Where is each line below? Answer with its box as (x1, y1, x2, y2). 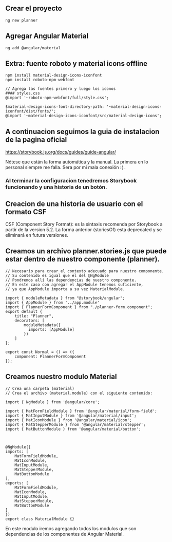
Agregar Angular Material (5, 32, 89, 41)
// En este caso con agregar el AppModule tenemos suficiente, (5, 282, 144, 287)
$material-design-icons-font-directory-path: (5, 104, 104, 109)
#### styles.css (5, 91, 40, 96)
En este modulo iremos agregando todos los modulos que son (5, 525, 137, 531)
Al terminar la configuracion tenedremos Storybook (5, 177, 137, 184)
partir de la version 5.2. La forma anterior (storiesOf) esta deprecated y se (5, 226, 162, 233)
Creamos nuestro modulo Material (5, 372, 117, 381)
